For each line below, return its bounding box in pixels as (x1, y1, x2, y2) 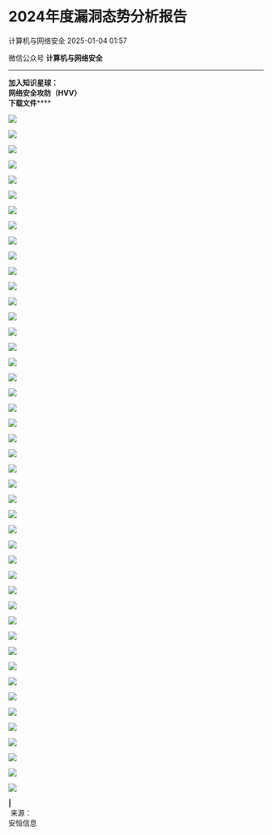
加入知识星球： (8, 78, 58, 88)
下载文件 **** (8, 98, 52, 108)
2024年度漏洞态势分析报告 (8, 7, 188, 26)
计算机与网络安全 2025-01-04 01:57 (8, 36, 128, 45)
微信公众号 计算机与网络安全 (8, 53, 103, 62)
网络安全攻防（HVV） (8, 88, 82, 97)
